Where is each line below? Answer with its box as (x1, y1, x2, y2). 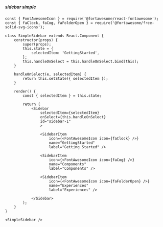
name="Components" (48, 161, 87, 166)
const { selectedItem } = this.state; (23, 93, 102, 98)
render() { (14, 89, 36, 94)
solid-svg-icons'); (5, 24, 45, 29)
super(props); (23, 42, 51, 46)
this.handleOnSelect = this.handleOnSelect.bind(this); (23, 59, 139, 64)
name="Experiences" (48, 183, 89, 188)
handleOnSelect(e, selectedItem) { (14, 71, 87, 77)
